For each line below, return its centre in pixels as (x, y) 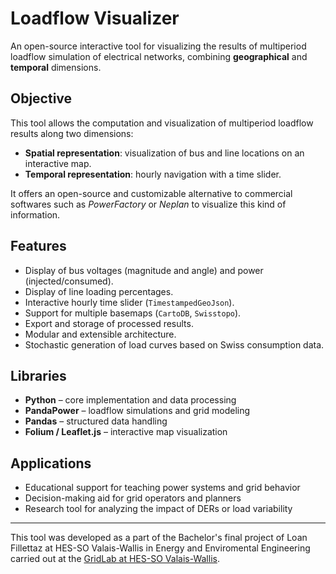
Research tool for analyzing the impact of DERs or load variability (158, 509)
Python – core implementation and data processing (130, 400)
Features (38, 246)
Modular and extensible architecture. (100, 334)
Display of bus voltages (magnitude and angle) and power (144, 270)
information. (35, 214)
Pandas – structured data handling (96, 421)
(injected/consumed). (69, 281)
